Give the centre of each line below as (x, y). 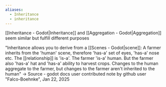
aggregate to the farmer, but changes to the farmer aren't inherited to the (80, 69)
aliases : (14, 10)
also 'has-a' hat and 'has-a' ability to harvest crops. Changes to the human (82, 64)
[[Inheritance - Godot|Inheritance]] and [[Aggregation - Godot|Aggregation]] (83, 33)
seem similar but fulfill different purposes (47, 38)
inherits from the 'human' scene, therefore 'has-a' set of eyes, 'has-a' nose (82, 53)
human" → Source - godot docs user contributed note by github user (76, 74)
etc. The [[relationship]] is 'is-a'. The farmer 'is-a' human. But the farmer (79, 58)
